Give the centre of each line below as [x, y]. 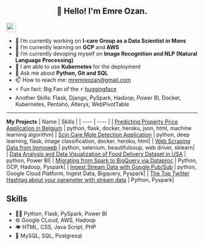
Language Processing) [44, 60]
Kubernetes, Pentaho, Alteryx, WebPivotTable [72, 104]
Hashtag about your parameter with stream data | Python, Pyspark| [90, 179]
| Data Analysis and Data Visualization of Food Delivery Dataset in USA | [96, 154]
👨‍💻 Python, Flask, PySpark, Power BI [61, 213]
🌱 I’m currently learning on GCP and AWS [67, 47]
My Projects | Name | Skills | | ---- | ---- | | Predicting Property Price [92, 122]
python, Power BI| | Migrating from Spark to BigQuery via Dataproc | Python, [102, 160]
